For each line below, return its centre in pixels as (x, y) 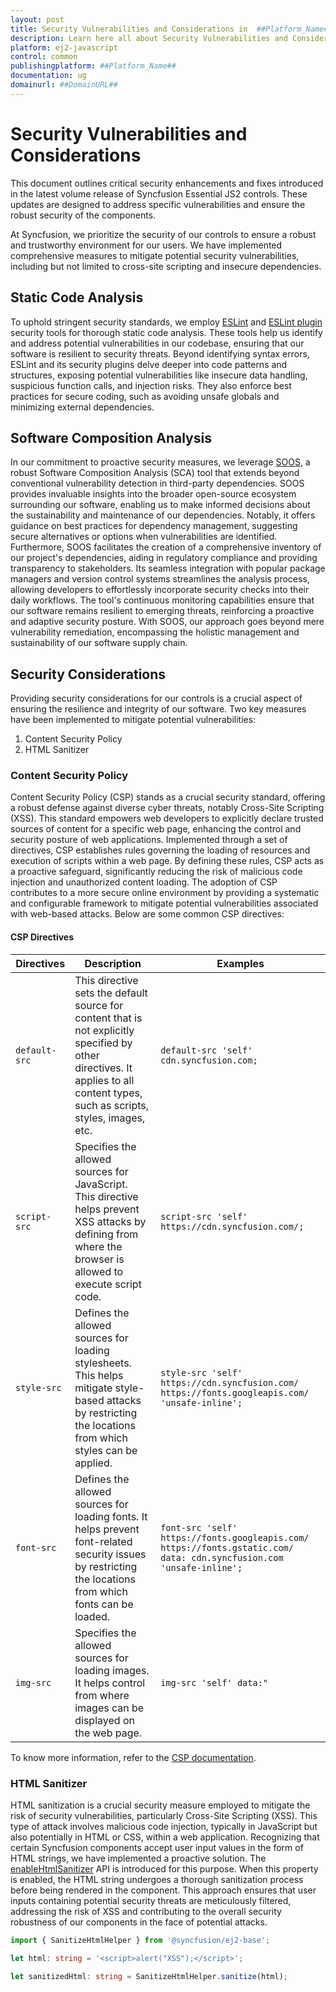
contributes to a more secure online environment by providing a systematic (165, 893)
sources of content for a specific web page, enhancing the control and (156, 829)
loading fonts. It (111, 1516)
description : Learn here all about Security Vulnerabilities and (149, 38)
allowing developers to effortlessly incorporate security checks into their (160, 590)
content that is (108, 1018)
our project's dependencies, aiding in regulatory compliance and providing (164, 558)
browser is (99, 1259)
